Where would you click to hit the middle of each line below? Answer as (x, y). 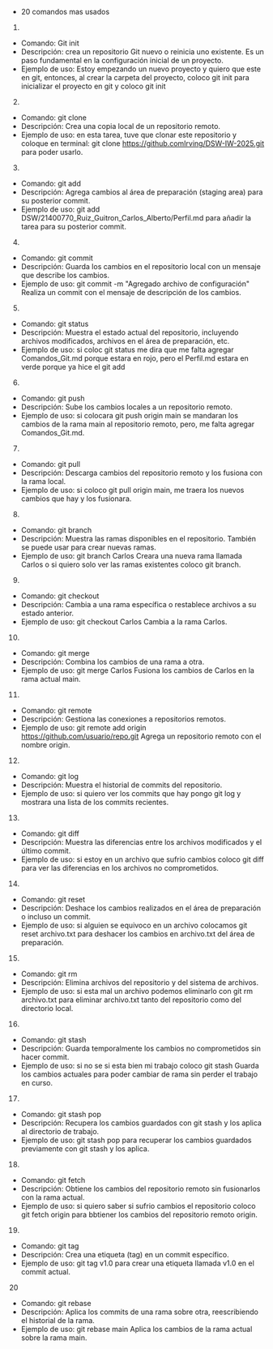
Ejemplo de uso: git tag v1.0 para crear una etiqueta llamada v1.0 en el (137, 1263)
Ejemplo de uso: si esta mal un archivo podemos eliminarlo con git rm (137, 991)
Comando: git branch (56, 530)
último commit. (46, 851)
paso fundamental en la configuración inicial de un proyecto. (122, 60)
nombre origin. (45, 745)
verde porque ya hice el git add (73, 367)
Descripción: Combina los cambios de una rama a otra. (113, 662)
